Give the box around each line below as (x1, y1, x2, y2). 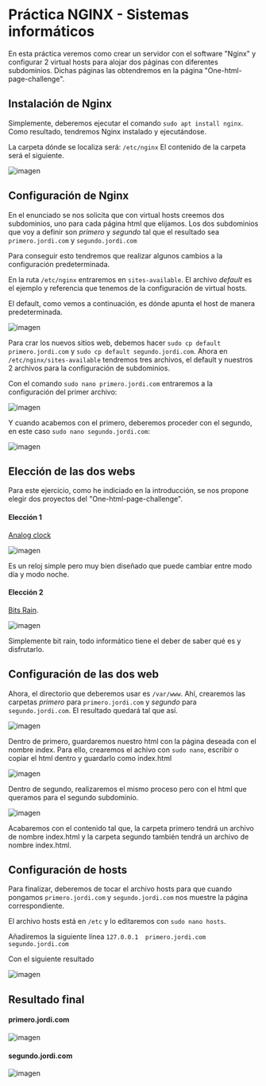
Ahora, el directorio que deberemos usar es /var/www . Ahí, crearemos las (8, 688, 246, 698)
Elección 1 (8, 512, 42, 522)
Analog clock (8, 530, 52, 540)
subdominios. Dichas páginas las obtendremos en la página (8, 65, 203, 75)
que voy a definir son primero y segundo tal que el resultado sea (8, 227, 220, 236)
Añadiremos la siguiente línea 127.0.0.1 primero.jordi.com (8, 932, 206, 941)
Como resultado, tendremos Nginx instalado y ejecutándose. (8, 126, 206, 136)
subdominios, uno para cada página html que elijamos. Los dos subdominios (8, 219, 259, 228)
